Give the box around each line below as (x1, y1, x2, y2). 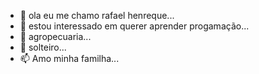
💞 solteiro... (19, 41, 67, 53)
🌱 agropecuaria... (19, 31, 92, 42)
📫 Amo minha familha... (19, 53, 120, 64)
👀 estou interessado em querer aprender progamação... (19, 20, 250, 32)
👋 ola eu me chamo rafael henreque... (19, 10, 175, 21)
